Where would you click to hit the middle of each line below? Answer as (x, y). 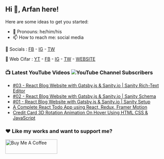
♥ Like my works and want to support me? (59, 131)
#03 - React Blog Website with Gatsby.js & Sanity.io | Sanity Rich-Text (86, 86)
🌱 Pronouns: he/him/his (37, 32)
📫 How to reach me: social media (48, 37)
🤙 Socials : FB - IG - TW (30, 49)
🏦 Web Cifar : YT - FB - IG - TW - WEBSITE (50, 59)
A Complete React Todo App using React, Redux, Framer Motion (80, 107)
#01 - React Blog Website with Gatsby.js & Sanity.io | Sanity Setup (81, 102)
